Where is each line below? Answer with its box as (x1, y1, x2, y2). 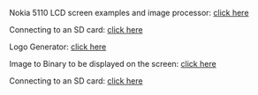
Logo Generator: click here (9, 41, 107, 52)
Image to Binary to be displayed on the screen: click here (9, 59, 216, 69)
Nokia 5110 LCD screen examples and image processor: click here (9, 8, 249, 18)
